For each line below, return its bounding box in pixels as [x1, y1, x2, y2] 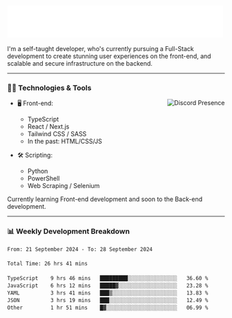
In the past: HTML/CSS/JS [27, 137, 102, 146]
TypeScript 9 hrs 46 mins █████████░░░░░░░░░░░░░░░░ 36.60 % [7, 275, 209, 282]
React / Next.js [27, 122, 70, 131]
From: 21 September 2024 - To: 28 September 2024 [7, 245, 153, 253]
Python [27, 167, 48, 176]
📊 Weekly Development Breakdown [7, 227, 130, 236]
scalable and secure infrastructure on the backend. [7, 59, 153, 67]
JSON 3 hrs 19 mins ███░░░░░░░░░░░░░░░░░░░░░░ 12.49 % [7, 297, 209, 303]
